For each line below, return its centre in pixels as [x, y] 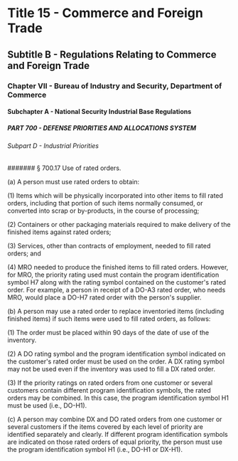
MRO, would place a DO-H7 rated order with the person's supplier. [104, 297]
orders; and [24, 253]
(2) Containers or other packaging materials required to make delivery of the [119, 224]
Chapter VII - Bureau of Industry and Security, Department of [115, 85]
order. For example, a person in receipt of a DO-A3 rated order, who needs [117, 290]
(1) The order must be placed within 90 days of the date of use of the [108, 332]
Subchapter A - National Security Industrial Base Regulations [99, 112]
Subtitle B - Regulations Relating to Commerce [112, 54]
